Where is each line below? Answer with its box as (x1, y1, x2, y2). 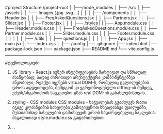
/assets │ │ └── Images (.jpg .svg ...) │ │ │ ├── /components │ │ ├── (5, 10, 147, 16)
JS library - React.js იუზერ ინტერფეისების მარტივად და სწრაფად (12, 69, 147, 75)
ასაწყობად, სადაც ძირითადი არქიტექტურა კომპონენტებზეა (12, 74, 135, 80)
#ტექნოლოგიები (5, 60, 40, 66)
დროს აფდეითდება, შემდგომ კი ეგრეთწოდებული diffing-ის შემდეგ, (12, 85, 154, 90)
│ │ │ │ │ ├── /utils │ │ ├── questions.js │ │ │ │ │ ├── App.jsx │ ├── (5, 35, 147, 41)
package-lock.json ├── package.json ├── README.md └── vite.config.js (5, 46, 154, 51)
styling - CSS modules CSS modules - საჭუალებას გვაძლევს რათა (12, 100, 147, 105)
